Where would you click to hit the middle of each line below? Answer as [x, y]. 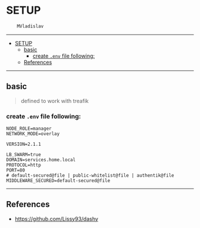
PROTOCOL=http [24, 165]
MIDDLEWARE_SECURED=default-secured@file [58, 180]
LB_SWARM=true [24, 154]
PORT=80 [16, 170]
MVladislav [30, 26]
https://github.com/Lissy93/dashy [56, 218]
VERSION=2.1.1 [24, 144]
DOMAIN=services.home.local [41, 160]
